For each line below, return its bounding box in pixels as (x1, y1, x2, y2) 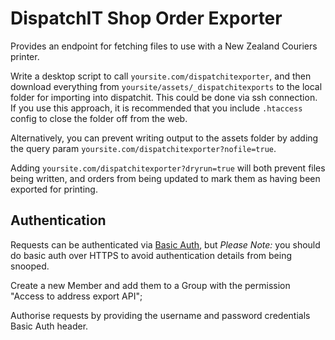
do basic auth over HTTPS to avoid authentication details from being (10, 249, 292, 261)
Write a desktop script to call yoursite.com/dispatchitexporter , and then (10, 70, 312, 82)
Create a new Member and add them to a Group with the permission (10, 279, 291, 291)
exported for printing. (10, 183, 98, 195)
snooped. (10, 260, 50, 272)
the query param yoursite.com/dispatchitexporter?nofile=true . (10, 142, 277, 154)
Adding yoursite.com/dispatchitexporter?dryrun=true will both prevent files (10, 162, 326, 174)
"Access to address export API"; (10, 290, 143, 302)
